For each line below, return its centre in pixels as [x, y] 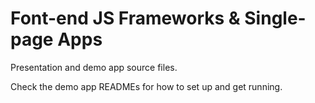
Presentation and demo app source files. [94, 67]
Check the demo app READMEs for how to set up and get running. [146, 86]
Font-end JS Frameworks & [125, 18]
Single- [275, 18]
